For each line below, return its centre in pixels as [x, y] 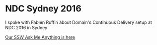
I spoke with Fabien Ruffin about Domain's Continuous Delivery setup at [79, 22]
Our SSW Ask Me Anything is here [40, 37]
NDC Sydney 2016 [43, 9]
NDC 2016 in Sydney [26, 27]
